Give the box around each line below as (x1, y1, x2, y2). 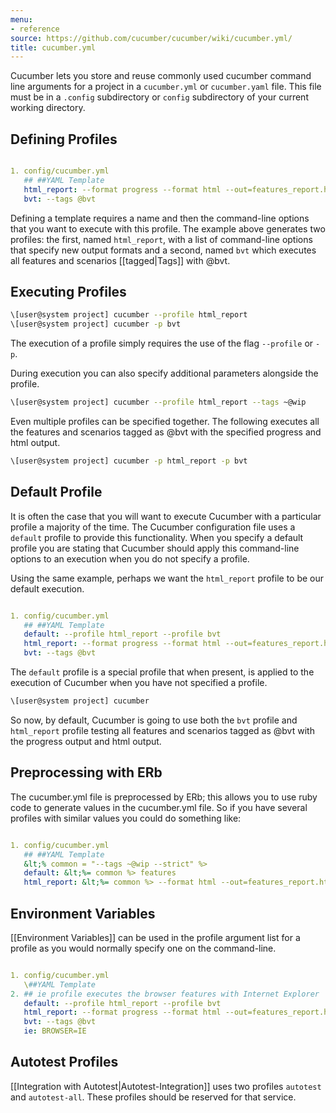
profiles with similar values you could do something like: (10, 812, 242, 824)
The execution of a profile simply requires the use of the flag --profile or (10, 337, 314, 350)
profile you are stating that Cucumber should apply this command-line (10, 542, 300, 554)
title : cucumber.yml (10, 42, 97, 53)
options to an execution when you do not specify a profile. (10, 552, 250, 565)
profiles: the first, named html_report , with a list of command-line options (10, 233, 313, 245)
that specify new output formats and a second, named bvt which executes (10, 244, 317, 256)
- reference (10, 24, 60, 34)
